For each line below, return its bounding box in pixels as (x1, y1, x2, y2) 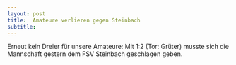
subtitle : (7, 23, 37, 30)
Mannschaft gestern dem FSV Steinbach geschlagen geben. (7, 50, 183, 58)
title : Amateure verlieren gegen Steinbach (7, 17, 141, 24)
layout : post (7, 10, 46, 17)
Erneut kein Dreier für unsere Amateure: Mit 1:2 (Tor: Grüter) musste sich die (7, 43, 230, 51)
